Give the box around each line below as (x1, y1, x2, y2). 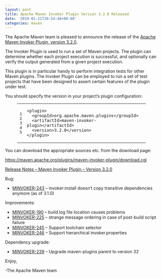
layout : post (5, 7, 32, 12)
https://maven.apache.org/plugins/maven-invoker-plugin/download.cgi (5, 157, 147, 163)
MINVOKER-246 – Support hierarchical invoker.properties (12, 230, 127, 236)
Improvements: (5, 200, 35, 206)
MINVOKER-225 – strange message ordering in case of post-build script (12, 214, 157, 220)
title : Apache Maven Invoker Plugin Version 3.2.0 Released (5, 12, 129, 17)
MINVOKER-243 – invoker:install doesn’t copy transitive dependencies (12, 185, 153, 191)
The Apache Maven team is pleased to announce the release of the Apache (5, 34, 156, 40)
